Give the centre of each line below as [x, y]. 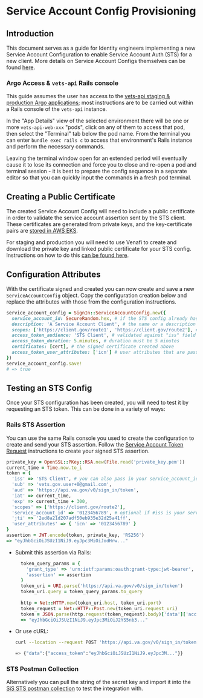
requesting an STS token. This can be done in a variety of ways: [86, 409]
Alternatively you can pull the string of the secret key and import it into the [99, 682]
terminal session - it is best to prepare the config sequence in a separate [97, 171]
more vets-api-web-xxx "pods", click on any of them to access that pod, [96, 127]
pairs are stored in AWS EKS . [42, 231]
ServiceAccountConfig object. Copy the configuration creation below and [97, 295]
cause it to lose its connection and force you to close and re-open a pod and [101, 165]
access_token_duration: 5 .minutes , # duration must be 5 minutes [96, 341]
